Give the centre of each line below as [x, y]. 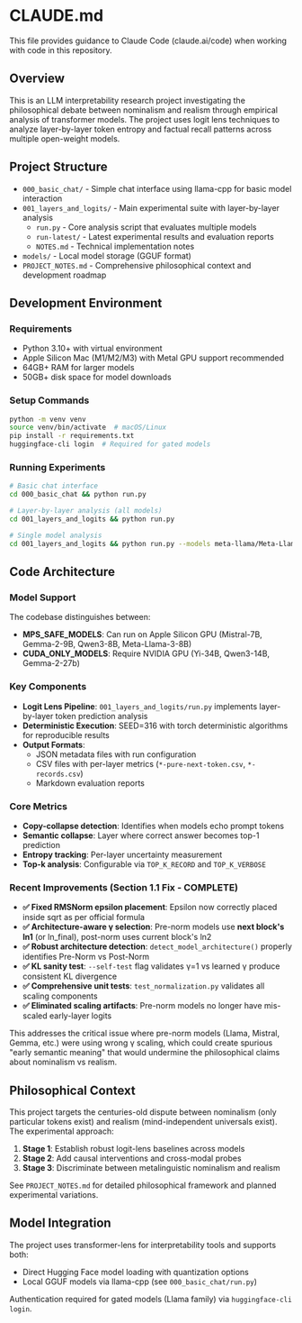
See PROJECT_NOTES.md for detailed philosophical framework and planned [143, 1185]
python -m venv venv [48, 419]
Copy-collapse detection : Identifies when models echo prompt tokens [153, 826]
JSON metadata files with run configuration [116, 754]
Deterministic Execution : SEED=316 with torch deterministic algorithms [155, 725]
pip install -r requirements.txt [72, 436]
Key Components [48, 687]
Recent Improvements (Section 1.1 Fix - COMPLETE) [124, 887]
